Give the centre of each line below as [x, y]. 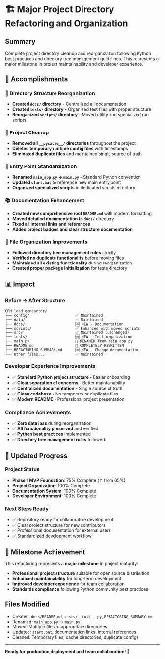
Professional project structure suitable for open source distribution [81, 573]
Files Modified [27, 605]
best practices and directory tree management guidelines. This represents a [82, 59]
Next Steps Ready [27, 509]
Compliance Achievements [38, 412]
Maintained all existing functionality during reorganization [72, 263]
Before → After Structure [35, 301]
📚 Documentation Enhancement [45, 201]
